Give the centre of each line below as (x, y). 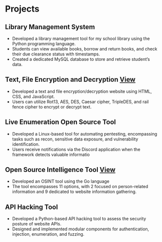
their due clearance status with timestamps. (56, 54)
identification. (26, 144)
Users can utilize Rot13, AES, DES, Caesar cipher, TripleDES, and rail (81, 102)
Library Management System (50, 27)
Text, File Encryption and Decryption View (70, 79)
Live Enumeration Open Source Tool (60, 122)
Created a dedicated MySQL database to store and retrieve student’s (81, 59)
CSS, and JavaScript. (33, 96)
